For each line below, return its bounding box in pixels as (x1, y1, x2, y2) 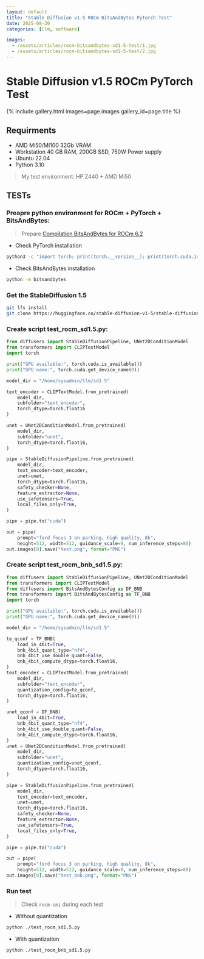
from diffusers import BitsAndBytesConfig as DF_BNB (6, 586, 143, 592)
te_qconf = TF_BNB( (6, 635, 56, 642)
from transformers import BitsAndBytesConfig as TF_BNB (6, 591, 151, 597)
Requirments (6, 126, 56, 136)
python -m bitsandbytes (6, 277, 67, 283)
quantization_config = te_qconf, (17, 686, 97, 693)
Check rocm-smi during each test (21, 900, 103, 908)
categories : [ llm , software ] (6, 26, 80, 32)
